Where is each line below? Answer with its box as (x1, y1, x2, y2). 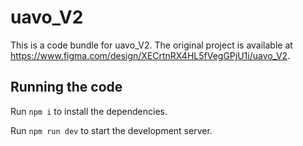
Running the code (10, 79, 123, 96)
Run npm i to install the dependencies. (10, 105, 168, 117)
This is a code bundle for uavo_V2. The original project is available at (10, 39, 293, 51)
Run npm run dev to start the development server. (10, 124, 213, 136)
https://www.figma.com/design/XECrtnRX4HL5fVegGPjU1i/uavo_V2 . (10, 49, 291, 61)
